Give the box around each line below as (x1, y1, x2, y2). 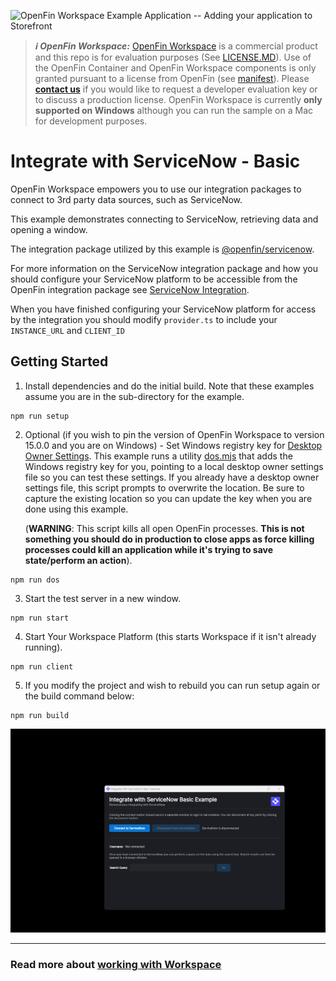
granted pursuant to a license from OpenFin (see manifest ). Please (34, 73, 310, 84)
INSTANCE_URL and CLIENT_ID (10, 324, 125, 336)
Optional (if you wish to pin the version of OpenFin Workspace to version (24, 428, 325, 440)
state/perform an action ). (24, 554, 133, 566)
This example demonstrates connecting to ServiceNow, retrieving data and (10, 213, 319, 225)
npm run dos (10, 575, 60, 585)
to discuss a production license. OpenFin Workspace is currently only (34, 94, 323, 105)
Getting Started (10, 353, 109, 370)
